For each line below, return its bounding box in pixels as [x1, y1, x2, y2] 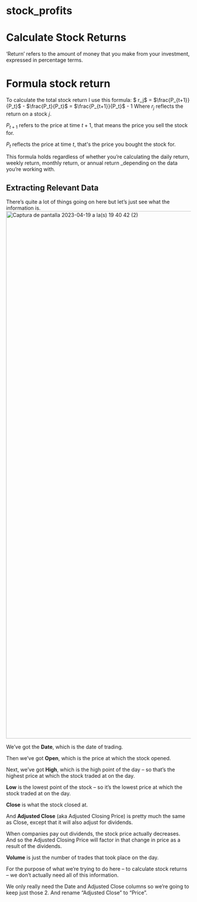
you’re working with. [6, 166, 56, 173]
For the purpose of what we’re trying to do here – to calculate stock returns [6, 866, 188, 873]
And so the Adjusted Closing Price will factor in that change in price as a [6, 836, 181, 843]
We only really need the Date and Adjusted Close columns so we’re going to [6, 883, 189, 890]
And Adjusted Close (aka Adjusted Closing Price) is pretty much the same [6, 813, 186, 820]
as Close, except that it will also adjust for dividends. [6, 819, 133, 826]
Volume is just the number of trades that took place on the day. [6, 854, 159, 861]
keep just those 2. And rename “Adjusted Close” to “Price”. [6, 889, 148, 896]
